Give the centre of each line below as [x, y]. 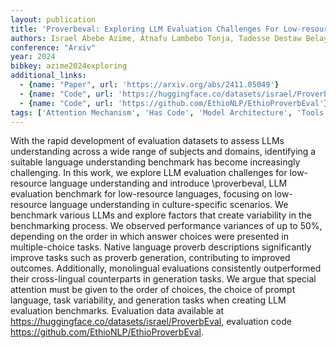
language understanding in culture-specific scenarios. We [169, 205]
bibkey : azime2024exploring [69, 66]
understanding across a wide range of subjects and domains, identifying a [163, 152]
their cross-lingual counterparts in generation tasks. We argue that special [163, 279]
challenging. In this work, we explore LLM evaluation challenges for [149, 173]
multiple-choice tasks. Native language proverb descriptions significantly [161, 247]
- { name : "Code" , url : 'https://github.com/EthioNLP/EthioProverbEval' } [174, 103]
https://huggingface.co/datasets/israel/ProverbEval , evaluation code [151, 322]
